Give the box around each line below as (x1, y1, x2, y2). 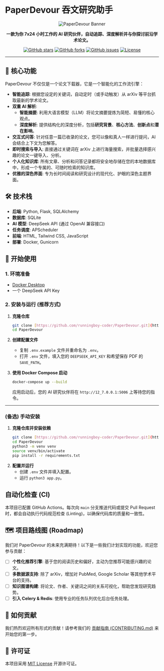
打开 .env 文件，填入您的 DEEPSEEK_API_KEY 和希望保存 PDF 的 (19, 353, 143, 359)
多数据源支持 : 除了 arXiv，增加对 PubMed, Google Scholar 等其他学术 (12, 571, 152, 577)
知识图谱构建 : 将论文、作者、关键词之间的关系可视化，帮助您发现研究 (12, 583, 152, 589)
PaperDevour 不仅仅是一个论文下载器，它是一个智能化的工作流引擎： (5, 81, 144, 87)
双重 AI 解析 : (12, 103, 38, 109)
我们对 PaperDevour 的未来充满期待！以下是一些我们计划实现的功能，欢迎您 (5, 542, 158, 548)
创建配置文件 (12, 337, 38, 343)
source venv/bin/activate (12, 449, 65, 454)
